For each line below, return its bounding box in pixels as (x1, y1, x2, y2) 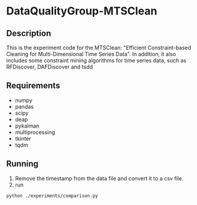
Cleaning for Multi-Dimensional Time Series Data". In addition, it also (6, 50, 177, 58)
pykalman (14, 122, 40, 129)
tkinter (14, 135, 31, 142)
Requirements (6, 81, 60, 91)
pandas (14, 103, 34, 110)
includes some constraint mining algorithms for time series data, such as (6, 57, 187, 64)
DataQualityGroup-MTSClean (6, 4, 158, 18)
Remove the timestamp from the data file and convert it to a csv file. (14, 174, 184, 182)
